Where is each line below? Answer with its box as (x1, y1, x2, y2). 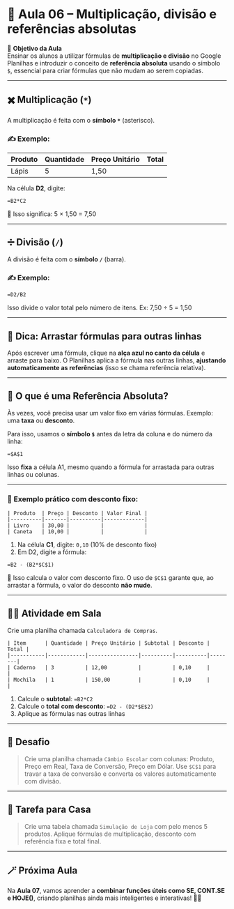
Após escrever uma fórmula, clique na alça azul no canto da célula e (7, 349, 205, 357)
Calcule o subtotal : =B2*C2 (17, 694, 93, 703)
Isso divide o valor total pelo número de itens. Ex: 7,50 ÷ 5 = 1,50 (7, 303, 192, 312)
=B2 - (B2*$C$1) (7, 561, 54, 569)
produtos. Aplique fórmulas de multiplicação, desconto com (24, 830, 196, 838)
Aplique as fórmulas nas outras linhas (17, 709, 125, 717)
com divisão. (24, 777, 61, 785)
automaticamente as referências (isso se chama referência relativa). (7, 363, 206, 372)
